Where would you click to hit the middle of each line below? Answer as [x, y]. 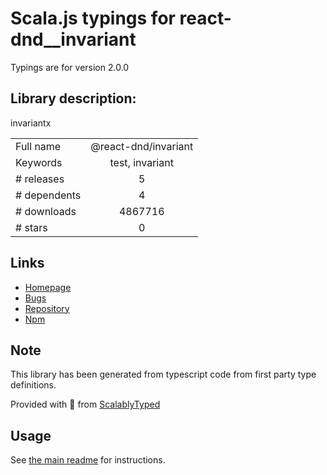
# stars [31, 227]
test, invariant [141, 162]
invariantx [31, 123]
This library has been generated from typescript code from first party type [163, 374]
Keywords [39, 162]
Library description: [73, 98]
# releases [40, 179]
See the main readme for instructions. [88, 460]
